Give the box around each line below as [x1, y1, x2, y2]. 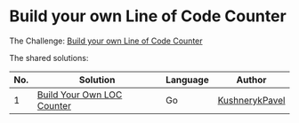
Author [236, 73, 267, 86]
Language [166, 73, 209, 86]
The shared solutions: [9, 52, 89, 63]
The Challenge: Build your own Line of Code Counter [9, 35, 203, 46]
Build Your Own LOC [36, 88, 123, 101]
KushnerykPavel [217, 94, 286, 106]
